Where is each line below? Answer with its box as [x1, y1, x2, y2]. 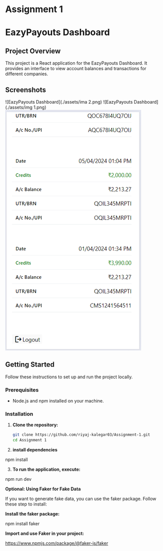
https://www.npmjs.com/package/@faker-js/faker [5, 540, 108, 546]
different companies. [5, 71, 48, 77]
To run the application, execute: [12, 466, 80, 473]
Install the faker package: [5, 511, 60, 517]
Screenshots [5, 85, 46, 94]
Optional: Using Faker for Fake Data [5, 486, 81, 492]
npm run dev [5, 476, 32, 482]
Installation [5, 411, 34, 418]
